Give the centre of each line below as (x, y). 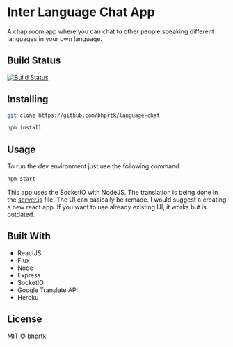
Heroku (28, 297)
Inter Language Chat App (81, 12)
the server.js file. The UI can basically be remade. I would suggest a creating (117, 200)
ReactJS (29, 253)
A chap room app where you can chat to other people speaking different (111, 31)
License (25, 320)
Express (29, 275)
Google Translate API (48, 290)
